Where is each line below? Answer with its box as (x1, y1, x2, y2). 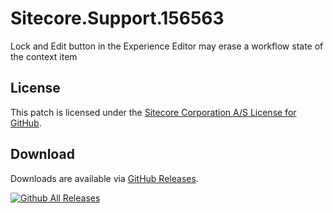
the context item (10, 50, 78, 62)
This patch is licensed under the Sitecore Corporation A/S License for (10, 106, 297, 118)
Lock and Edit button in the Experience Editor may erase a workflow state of (10, 40, 324, 52)
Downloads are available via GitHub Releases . (10, 172, 199, 184)
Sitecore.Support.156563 (10, 7, 225, 30)
